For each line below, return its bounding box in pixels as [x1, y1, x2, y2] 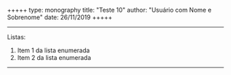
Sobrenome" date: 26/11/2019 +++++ [7, 13, 113, 21]
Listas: [7, 33, 26, 41]
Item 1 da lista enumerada [16, 46, 90, 54]
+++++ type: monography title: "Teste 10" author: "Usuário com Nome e [7, 6, 212, 14]
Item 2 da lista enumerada [16, 54, 91, 61]
